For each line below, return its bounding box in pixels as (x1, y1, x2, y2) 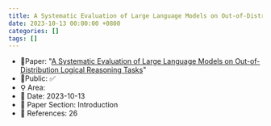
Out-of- (235, 57, 261, 66)
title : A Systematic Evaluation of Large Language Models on (8, 11, 219, 20)
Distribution (19, 65, 59, 75)
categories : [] (8, 27, 60, 35)
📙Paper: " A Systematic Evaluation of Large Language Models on (19, 57, 234, 66)
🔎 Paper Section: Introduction (19, 100, 119, 110)
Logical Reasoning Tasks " (60, 65, 147, 75)
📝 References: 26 (19, 108, 78, 118)
